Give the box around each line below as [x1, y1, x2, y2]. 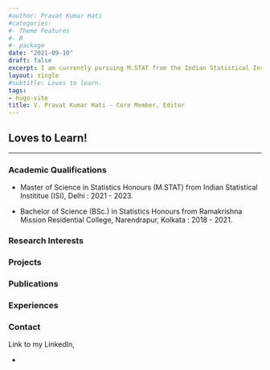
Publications [8, 279, 59, 289]
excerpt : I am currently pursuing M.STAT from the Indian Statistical [8, 64, 250, 72]
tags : [8, 86, 27, 95]
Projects [8, 257, 42, 268]
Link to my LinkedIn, [8, 340, 75, 349]
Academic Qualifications [8, 164, 107, 175]
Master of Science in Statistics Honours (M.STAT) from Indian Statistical [19, 182, 259, 193]
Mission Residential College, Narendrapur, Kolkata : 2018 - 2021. [19, 215, 233, 225]
